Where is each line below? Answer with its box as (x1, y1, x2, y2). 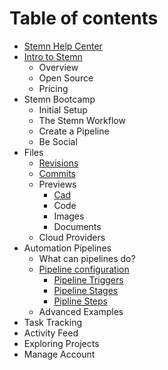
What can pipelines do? (38, 252, 136, 264)
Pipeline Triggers (53, 273, 124, 286)
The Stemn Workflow (38, 114, 126, 126)
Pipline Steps (53, 295, 108, 307)
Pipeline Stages (53, 284, 119, 296)
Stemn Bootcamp (23, 93, 96, 105)
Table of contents (9, 7, 159, 30)
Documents (53, 220, 102, 232)
